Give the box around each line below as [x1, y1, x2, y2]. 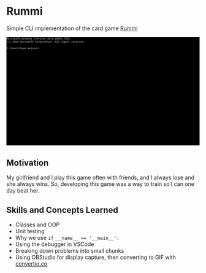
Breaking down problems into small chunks [15, 247, 124, 255]
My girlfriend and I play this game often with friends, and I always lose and [6, 174, 195, 182]
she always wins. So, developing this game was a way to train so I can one [6, 180, 195, 188]
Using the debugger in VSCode [15, 240, 94, 248]
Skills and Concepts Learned [6, 204, 118, 215]
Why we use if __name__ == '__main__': [15, 234, 120, 242]
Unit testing [15, 228, 45, 235]
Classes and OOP [15, 221, 60, 228]
